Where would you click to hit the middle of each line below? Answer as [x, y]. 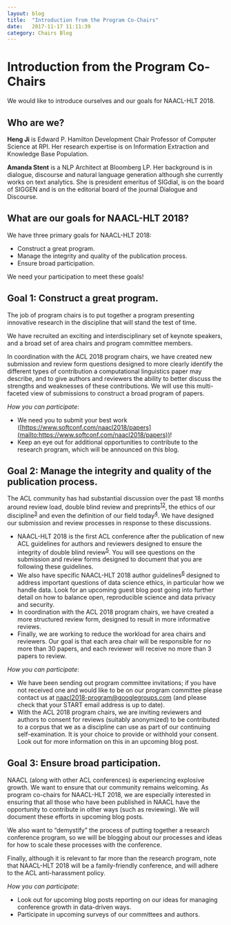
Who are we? [36, 123]
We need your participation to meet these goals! [76, 277]
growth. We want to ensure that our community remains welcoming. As [108, 787]
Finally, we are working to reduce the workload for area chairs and [111, 634]
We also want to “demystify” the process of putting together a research [109, 830]
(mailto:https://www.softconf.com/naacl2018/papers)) [93, 435]
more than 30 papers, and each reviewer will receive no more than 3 [114, 649]
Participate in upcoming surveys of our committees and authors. [108, 914]
